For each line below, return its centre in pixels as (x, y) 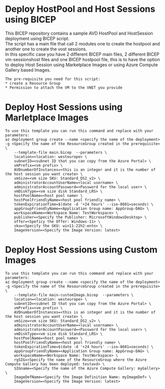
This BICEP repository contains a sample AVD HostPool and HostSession (79, 33)
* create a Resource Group (33, 83)
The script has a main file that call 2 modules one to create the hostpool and (82, 43)
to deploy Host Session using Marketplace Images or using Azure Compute (82, 65)
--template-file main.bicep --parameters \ (61, 152)
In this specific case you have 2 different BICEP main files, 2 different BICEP (82, 54)
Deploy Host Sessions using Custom (81, 250)
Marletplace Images (47, 118)
